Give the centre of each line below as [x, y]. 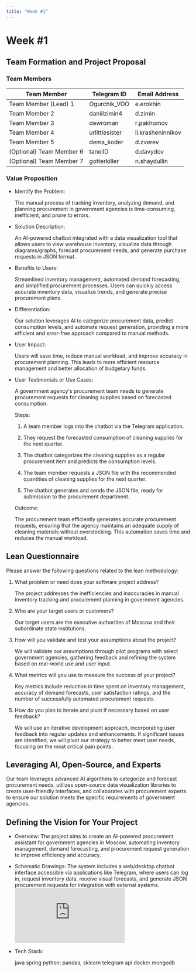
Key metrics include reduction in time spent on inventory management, [100, 686]
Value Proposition [32, 178]
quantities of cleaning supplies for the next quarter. [85, 479]
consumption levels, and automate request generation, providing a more [102, 327]
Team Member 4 [32, 132]
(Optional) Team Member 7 [46, 161]
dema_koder [106, 142]
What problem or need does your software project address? [87, 582]
